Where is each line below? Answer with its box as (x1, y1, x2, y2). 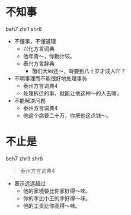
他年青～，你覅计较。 (23, 52, 75, 59)
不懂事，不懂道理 (14, 37, 56, 45)
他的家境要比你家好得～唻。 (23, 187, 91, 194)
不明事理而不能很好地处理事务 (14, 75, 87, 82)
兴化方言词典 (23, 45, 55, 52)
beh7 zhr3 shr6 (5, 155, 43, 162)
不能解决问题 (14, 97, 46, 104)
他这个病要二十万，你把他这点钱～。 (23, 112, 112, 119)
